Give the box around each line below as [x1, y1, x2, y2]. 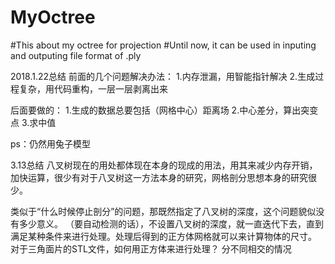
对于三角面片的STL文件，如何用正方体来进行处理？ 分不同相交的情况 [10, 242, 292, 255]
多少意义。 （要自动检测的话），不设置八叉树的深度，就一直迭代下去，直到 [18, 217, 324, 230]
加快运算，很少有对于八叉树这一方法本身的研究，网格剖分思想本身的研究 [10, 171, 308, 183]
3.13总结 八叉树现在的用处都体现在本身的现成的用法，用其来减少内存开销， [10, 159, 318, 171]
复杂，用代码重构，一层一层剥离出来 [18, 82, 168, 95]
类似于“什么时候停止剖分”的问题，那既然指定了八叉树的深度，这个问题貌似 [10, 205, 317, 217]
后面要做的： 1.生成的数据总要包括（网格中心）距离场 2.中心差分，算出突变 [10, 104, 319, 116]
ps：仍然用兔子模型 [10, 137, 91, 150]
